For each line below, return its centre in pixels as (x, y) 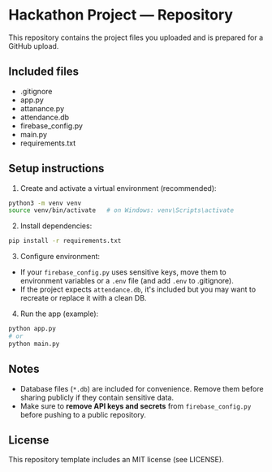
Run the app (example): (59, 314)
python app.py (32, 329)
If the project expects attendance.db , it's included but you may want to (138, 289)
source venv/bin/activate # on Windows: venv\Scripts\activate (121, 210)
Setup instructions (56, 169)
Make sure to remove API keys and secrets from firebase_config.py (136, 406)
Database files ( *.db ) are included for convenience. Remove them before (142, 388)
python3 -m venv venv (45, 203)
